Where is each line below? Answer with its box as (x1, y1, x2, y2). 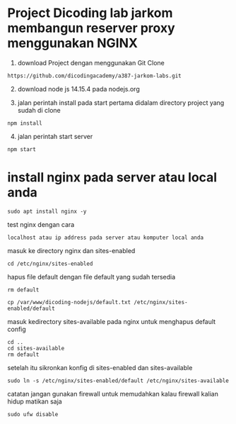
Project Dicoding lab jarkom (7, 5, 173, 21)
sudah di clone (17, 106, 61, 114)
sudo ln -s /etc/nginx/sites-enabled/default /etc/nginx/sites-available (7, 377, 230, 384)
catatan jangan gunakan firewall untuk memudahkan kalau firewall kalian (7, 389, 219, 398)
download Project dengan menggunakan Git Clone (17, 58, 165, 67)
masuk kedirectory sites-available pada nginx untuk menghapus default (7, 317, 216, 325)
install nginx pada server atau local (7, 169, 218, 186)
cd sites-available (7, 345, 65, 352)
